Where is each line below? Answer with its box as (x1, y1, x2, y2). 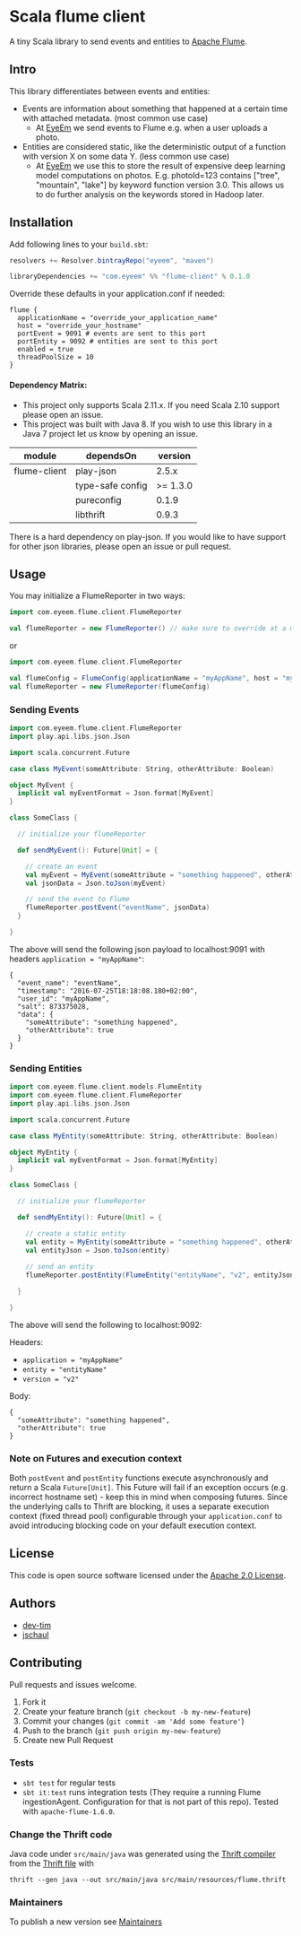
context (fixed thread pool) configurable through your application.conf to (9, 1511, 282, 1522)
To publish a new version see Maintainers (9, 1916, 163, 1927)
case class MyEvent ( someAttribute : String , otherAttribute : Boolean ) (9, 764, 275, 773)
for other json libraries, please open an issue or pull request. (9, 541, 232, 551)
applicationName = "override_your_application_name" (17, 314, 219, 323)
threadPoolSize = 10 (17, 352, 94, 362)
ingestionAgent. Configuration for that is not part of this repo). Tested (21, 1796, 279, 1807)
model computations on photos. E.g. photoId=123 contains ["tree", (35, 169, 280, 180)
